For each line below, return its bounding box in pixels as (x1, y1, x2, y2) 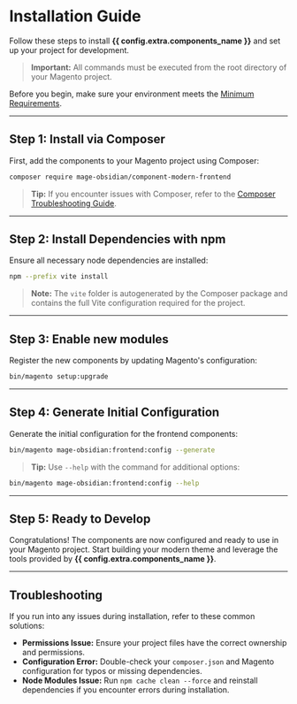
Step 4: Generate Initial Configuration (9, 405, 220, 420)
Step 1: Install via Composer (9, 132, 166, 147)
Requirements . (9, 97, 62, 108)
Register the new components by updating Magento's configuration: (9, 356, 258, 366)
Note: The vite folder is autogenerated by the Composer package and (30, 288, 288, 299)
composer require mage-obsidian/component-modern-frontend (9, 172, 232, 181)
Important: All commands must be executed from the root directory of (30, 62, 287, 73)
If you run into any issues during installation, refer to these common (9, 611, 255, 622)
